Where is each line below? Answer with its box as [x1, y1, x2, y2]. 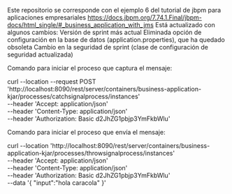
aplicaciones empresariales [7, 13, 86, 22]
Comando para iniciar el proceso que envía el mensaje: [7, 128, 166, 136]
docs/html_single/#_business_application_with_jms [7, 21, 154, 29]
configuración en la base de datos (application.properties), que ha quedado [7, 36, 225, 44]
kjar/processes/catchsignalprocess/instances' [7, 92, 140, 100]
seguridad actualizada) [7, 50, 73, 59]
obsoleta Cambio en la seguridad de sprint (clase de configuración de [7, 43, 208, 51]
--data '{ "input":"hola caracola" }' [7, 179, 106, 187]
